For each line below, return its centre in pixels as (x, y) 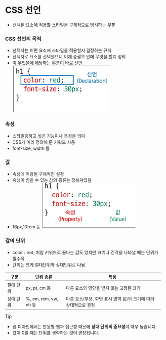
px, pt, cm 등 (38, 288)
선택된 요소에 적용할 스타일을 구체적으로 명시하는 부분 (64, 25)
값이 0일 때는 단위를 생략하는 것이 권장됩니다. (56, 333)
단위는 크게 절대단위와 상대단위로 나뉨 (49, 265)
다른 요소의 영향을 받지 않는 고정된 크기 (103, 288)
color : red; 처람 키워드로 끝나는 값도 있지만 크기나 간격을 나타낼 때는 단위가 (85, 253)
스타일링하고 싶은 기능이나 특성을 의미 (49, 136)
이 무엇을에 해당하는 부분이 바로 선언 (47, 63)
